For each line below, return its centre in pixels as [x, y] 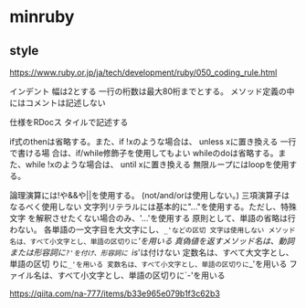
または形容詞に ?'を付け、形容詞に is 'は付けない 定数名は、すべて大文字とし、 [152, 252]
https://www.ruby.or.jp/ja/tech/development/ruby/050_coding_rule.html [143, 72]
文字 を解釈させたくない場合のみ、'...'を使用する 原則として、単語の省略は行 [153, 218]
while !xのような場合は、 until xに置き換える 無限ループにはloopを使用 [157, 165]
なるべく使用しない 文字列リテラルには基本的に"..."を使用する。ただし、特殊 [153, 207]
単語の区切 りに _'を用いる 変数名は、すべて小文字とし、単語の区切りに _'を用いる [148, 264]
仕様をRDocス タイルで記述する [69, 122]
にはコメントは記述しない [58, 103]
